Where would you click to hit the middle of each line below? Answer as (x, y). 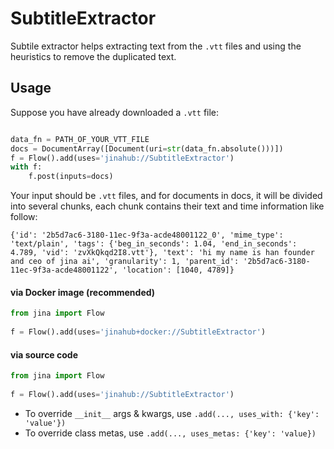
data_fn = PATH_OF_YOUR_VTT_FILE (80, 139)
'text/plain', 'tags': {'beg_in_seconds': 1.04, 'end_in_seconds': (154, 244)
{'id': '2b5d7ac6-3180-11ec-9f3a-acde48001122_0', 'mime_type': (147, 235)
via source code (44, 354)
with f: (26, 167)
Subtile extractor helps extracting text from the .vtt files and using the (156, 46)
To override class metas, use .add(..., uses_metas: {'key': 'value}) (170, 433)
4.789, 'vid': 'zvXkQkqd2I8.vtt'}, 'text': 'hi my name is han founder (162, 253)
